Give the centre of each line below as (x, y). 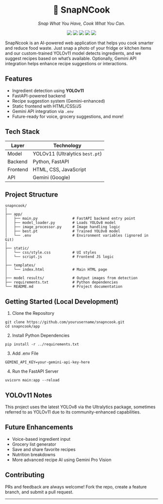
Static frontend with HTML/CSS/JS (47, 106)
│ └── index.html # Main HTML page (56, 270)
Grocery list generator (34, 444)
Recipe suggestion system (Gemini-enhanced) (58, 101)
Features (19, 79)
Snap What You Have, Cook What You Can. (81, 23)
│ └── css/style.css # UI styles (51, 252)
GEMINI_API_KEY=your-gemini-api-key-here (48, 362)
